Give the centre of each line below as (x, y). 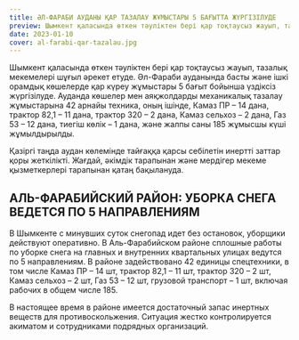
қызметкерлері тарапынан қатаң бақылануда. (97, 170)
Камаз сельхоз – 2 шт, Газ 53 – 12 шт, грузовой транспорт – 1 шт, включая (149, 280)
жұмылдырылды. (42, 134)
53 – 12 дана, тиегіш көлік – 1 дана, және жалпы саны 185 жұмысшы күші (148, 125)
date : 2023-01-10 (41, 34)
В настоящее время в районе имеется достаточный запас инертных (139, 307)
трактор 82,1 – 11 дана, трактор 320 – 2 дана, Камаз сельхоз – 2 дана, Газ (148, 115)
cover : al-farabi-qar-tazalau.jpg (73, 42)
